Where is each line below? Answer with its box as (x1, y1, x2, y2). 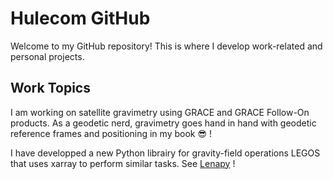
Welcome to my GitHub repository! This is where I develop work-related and (10, 40, 323, 52)
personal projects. (10, 50, 85, 62)
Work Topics (10, 80, 91, 97)
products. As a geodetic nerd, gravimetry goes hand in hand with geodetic (10, 117, 317, 129)
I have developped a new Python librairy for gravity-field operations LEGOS (10, 147, 321, 159)
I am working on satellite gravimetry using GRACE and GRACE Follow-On (10, 106, 310, 118)
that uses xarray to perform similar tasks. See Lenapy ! (10, 157, 236, 169)
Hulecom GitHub (10, 7, 151, 30)
